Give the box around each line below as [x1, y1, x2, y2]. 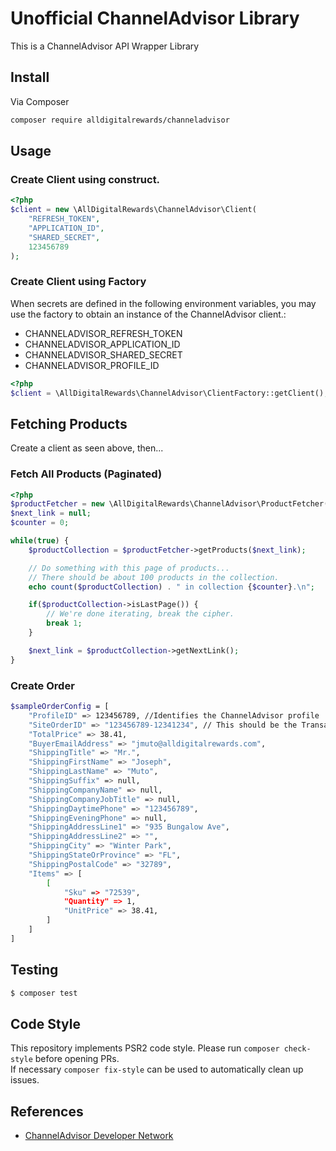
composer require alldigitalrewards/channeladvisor [10, 115, 230, 125]
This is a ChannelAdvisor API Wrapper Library [10, 40, 200, 52]
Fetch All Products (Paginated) [10, 467, 163, 481]
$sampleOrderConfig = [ [10, 702, 110, 712]
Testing [10, 962, 59, 979]
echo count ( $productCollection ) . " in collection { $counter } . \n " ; [28, 582, 315, 592]
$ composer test [10, 988, 78, 998]
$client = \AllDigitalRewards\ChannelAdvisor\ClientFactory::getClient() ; [10, 388, 329, 398]
